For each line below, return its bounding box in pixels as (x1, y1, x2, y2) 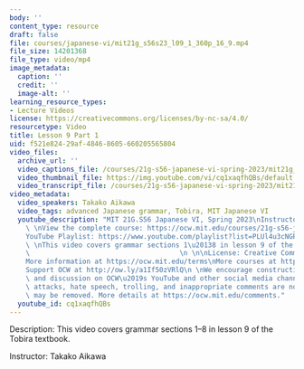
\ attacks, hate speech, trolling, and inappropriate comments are (25, 282, 285, 291)
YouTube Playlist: (25, 232, 95, 241)
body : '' (9, 13, 43, 23)
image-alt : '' (17, 89, 71, 98)
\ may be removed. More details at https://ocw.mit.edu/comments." (25, 290, 285, 299)
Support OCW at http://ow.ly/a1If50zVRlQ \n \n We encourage (25, 266, 253, 275)
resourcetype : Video (9, 123, 88, 132)
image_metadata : (9, 64, 71, 73)
